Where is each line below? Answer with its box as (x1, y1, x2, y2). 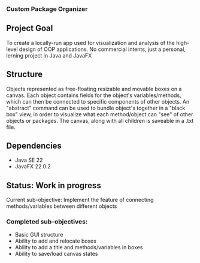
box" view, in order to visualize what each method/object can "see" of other (6, 110, 193, 118)
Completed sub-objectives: (6, 217, 88, 226)
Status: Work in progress (6, 180, 102, 191)
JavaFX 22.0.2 (14, 163, 51, 170)
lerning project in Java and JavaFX (6, 52, 92, 59)
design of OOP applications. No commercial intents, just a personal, (19, 46, 186, 53)
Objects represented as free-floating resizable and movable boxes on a (6, 85, 182, 92)
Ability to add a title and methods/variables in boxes (14, 244, 143, 251)
